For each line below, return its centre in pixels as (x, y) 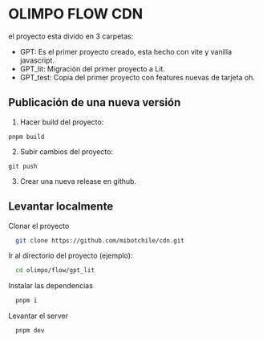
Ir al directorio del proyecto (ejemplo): (71, 256)
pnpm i (26, 301)
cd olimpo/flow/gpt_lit (55, 271)
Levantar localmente (61, 207)
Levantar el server (38, 316)
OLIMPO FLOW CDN (76, 14)
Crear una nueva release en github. (78, 181)
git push (23, 166)
